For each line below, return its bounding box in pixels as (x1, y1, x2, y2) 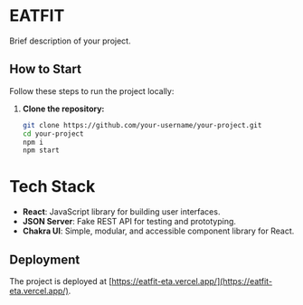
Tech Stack (9, 176, 96, 197)
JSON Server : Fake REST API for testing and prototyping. (22, 216, 237, 227)
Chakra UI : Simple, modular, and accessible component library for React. (22, 225, 295, 236)
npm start (22, 146, 61, 155)
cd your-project (22, 129, 84, 138)
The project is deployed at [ (9, 276, 112, 286)
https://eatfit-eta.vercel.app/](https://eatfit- (111, 276, 273, 286)
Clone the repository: (22, 103, 105, 114)
